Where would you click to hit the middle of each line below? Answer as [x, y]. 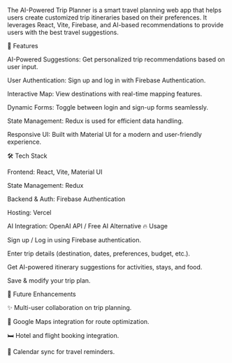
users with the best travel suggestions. [63, 32]
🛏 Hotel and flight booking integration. [63, 335]
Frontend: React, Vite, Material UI [55, 172]
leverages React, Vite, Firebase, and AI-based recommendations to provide [115, 25]
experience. [24, 142]
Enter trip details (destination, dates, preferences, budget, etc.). [99, 253]
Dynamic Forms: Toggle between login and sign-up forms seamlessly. [108, 107]
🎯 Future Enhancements [42, 294]
